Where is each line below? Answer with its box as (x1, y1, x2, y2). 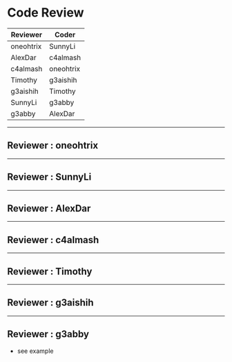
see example (17, 347, 54, 355)
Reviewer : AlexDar (7, 202, 91, 214)
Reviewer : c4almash (7, 234, 99, 246)
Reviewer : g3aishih (7, 297, 95, 309)
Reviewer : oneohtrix (7, 140, 99, 151)
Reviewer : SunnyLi (7, 171, 92, 183)
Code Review (7, 5, 84, 21)
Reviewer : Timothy (7, 265, 93, 277)
